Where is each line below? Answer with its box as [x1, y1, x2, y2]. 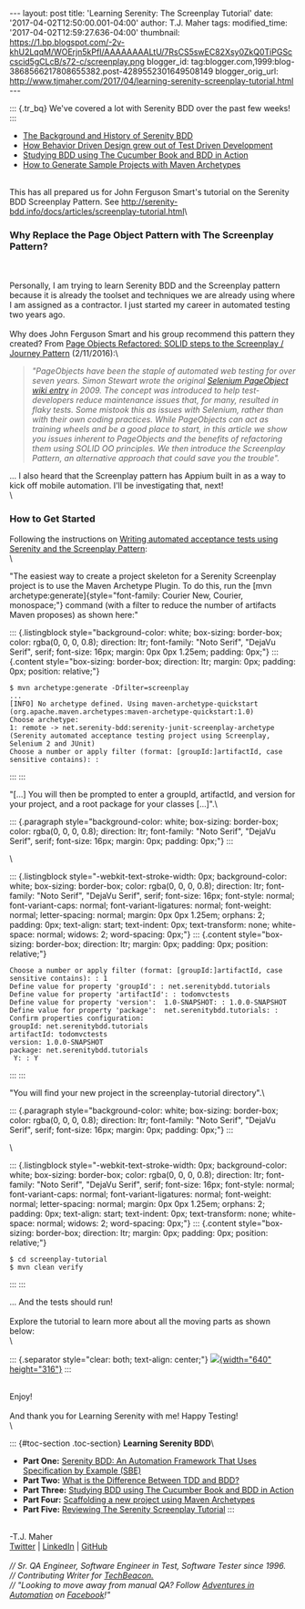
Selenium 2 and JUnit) [9, 738, 96, 748]
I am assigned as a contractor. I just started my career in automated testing [9, 300, 290, 311]
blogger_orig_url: [215, 66, 280, 77]
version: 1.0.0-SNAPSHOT [9, 1037, 104, 1047]
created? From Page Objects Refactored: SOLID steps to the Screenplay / [9, 338, 284, 349]
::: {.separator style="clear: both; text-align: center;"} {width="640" [9, 1354, 272, 1365]
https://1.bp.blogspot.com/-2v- [9, 36, 126, 47]
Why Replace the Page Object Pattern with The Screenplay [9, 228, 275, 241]
